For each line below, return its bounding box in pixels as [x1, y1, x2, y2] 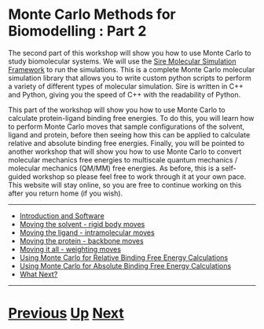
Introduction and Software [19, 210, 104, 221]
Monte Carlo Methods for [8, 5, 176, 24]
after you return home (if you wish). [8, 188, 123, 198]
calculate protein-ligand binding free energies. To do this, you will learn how [8, 113, 255, 122]
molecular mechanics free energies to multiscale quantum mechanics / [8, 155, 238, 164]
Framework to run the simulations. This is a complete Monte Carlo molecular [8, 64, 255, 74]
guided [8, 171, 31, 181]
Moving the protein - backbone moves [19, 236, 144, 245]
